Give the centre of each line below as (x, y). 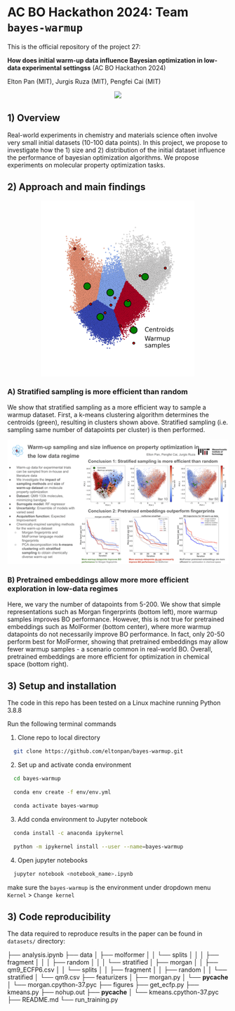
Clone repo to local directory (59, 738)
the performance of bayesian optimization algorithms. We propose (103, 157)
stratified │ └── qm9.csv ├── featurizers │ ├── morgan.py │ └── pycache (118, 977)
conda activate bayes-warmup (56, 806)
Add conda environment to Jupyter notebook (82, 819)
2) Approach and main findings (76, 187)
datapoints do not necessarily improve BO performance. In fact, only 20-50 (116, 634)
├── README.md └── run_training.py (63, 1000)
